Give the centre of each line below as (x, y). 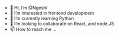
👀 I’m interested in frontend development (52, 13)
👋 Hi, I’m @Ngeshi (28, 8)
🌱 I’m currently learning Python (42, 18)
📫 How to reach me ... (33, 29)
